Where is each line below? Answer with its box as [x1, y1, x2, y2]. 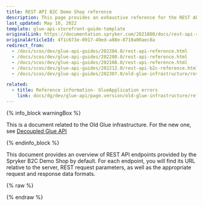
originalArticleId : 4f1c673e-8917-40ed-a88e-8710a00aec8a [6, 37, 155, 43]
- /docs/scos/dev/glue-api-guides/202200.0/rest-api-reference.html [11, 54, 188, 60]
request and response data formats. [6, 170, 95, 177]
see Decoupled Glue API [6, 127, 67, 135]
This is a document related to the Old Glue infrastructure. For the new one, [6, 121, 192, 128]
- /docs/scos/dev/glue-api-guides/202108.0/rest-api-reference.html [11, 59, 188, 65]
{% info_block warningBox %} [6, 109, 82, 117]
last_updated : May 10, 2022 [6, 20, 77, 26]
